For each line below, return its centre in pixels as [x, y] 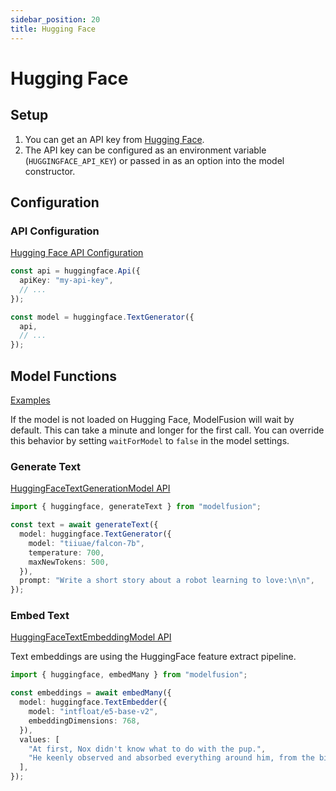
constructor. [50, 171]
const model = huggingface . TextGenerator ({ [102, 317]
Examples [30, 400]
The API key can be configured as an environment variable [145, 150]
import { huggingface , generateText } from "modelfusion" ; [136, 507]
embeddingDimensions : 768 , [84, 721]
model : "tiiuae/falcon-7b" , [86, 543]
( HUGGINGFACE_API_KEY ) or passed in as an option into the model [154, 160]
